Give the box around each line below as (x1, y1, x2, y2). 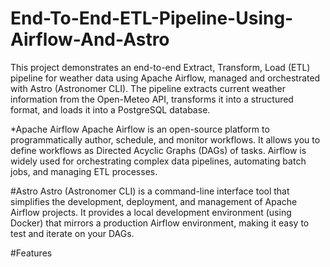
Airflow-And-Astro (10, 28, 170, 51)
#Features (10, 247, 53, 259)
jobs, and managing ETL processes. (10, 165, 158, 177)
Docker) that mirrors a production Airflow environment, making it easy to (10, 217, 310, 229)
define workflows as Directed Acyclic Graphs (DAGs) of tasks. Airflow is (10, 144, 307, 156)
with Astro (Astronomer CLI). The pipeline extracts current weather (10, 82, 287, 94)
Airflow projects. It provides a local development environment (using (10, 206, 292, 218)
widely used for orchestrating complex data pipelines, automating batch (10, 155, 307, 167)
